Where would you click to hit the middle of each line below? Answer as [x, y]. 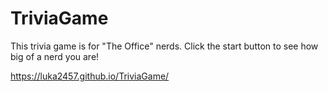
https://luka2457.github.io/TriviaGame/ [90, 76]
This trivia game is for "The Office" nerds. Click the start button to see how [164, 46]
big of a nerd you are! [55, 56]
